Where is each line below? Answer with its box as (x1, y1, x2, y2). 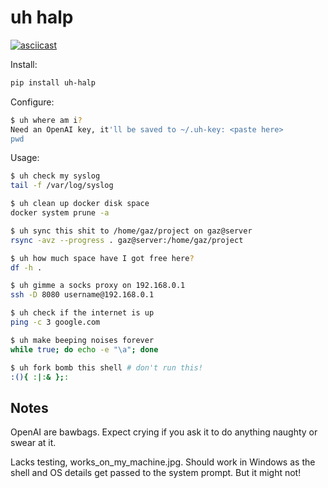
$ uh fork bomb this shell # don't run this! (10, 362, 203, 373)
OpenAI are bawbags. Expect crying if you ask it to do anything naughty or (10, 426, 318, 438)
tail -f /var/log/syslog (10, 181, 114, 191)
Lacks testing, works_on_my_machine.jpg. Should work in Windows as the (10, 456, 316, 468)
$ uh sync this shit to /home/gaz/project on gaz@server (10, 226, 253, 236)
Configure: (10, 96, 55, 108)
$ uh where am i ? (10, 115, 83, 125)
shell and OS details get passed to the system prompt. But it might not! (10, 467, 302, 479)
